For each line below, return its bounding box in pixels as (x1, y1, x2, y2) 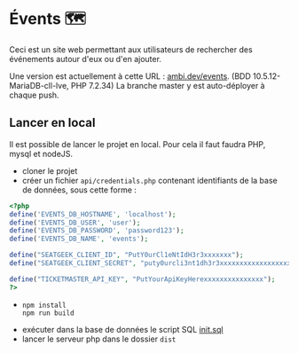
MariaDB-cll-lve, (9, 80, 69, 90)
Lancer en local (9, 115, 96, 130)
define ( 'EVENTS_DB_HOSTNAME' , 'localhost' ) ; (9, 209, 176, 219)
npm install (21, 301, 67, 310)
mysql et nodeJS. (9, 148, 74, 159)
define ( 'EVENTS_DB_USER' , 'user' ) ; (9, 218, 141, 227)
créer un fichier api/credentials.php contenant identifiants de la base (21, 175, 278, 185)
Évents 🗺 (9, 9, 87, 29)
